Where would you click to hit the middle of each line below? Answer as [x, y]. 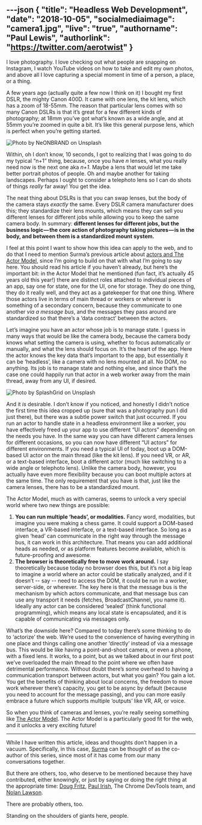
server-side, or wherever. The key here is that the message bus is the [101, 587]
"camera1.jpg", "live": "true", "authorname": [92, 29]
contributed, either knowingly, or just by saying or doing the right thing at [97, 779]
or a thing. [19, 81]
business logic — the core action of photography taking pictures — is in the [100, 230]
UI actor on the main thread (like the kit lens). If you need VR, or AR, [107, 455]
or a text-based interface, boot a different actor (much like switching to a [96, 461]
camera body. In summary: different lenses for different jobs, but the [93, 223]
